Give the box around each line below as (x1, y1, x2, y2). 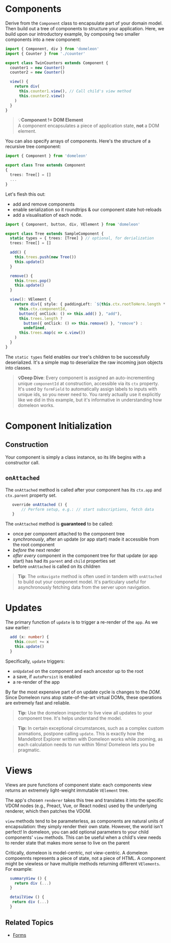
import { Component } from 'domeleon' (5, 153, 88, 159)
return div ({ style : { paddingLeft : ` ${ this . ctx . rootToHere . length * (14, 302, 166, 307)
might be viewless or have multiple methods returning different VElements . (5, 860, 161, 867)
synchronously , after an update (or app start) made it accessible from (12, 536, 159, 542)
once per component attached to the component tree (12, 531, 125, 537)
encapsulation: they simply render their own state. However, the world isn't (5, 823, 163, 829)
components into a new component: (5, 36, 81, 43)
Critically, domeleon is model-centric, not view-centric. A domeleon (5, 849, 148, 856)
